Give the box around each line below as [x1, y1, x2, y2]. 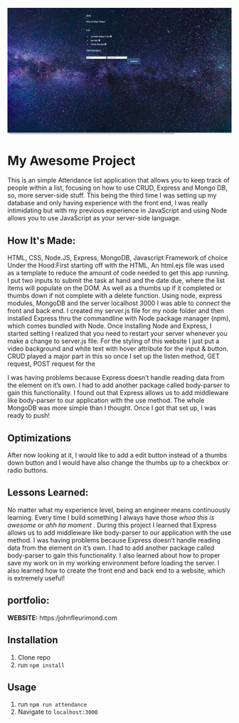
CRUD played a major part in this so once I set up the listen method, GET [7, 352, 221, 361]
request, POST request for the [7, 359, 96, 368]
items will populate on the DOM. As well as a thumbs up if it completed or [7, 284, 222, 292]
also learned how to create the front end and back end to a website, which [7, 566, 225, 575]
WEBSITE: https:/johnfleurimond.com [7, 613, 117, 622]
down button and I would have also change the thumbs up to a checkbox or [7, 458, 229, 467]
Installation [7, 634, 58, 646]
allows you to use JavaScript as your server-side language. [7, 214, 181, 222]
